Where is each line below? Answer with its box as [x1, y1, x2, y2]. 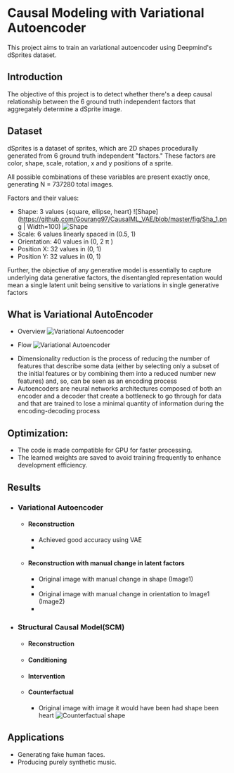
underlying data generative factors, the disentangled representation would [7, 273, 223, 282]
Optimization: [7, 427, 69, 439]
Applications [7, 731, 65, 743]
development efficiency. [17, 461, 88, 470]
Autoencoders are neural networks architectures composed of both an [17, 384, 222, 393]
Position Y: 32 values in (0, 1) [17, 252, 101, 260]
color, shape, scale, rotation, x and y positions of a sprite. [7, 158, 174, 167]
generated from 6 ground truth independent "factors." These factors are [7, 151, 216, 160]
